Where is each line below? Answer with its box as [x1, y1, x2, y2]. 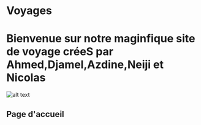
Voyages [6, 4, 52, 18]
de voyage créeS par [6, 45, 113, 59]
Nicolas [6, 71, 46, 85]
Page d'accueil [6, 108, 64, 119]
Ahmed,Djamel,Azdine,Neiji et [6, 58, 164, 72]
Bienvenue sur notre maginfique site [6, 32, 195, 46]
